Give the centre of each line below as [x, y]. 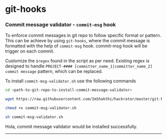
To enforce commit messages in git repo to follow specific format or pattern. [83, 35]
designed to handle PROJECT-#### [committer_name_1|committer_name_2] [79, 66]
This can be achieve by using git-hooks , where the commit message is [78, 41]
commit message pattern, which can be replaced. [54, 71]
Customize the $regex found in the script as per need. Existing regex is [77, 61]
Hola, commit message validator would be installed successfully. [71, 126]
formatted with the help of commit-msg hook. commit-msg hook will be [76, 46]
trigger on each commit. [30, 51]
